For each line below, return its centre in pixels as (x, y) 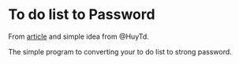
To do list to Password (82, 15)
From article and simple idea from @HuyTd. (79, 36)
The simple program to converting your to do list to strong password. (120, 51)
